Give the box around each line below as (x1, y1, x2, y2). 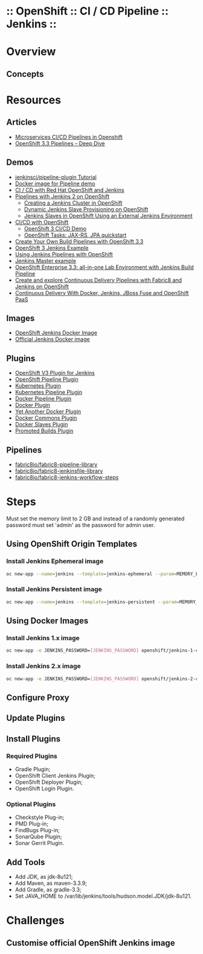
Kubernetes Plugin (14, 382, 62, 389)
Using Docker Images (6, 616, 89, 626)
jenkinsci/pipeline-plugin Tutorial (14, 173, 97, 181)
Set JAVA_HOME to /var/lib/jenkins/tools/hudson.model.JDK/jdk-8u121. (14, 892, 192, 899)
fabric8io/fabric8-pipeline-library (14, 461, 98, 468)
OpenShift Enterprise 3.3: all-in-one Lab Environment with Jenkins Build (14, 263, 195, 271)
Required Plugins (6, 752, 57, 760)
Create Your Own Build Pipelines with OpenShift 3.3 (14, 237, 144, 245)
